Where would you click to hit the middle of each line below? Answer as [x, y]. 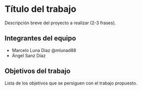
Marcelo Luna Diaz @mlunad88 [44, 50]
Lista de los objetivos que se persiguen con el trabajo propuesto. [71, 83]
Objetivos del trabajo [37, 71]
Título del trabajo [40, 9]
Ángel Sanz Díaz [29, 55]
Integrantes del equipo [40, 38]
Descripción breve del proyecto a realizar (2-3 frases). [60, 23]
